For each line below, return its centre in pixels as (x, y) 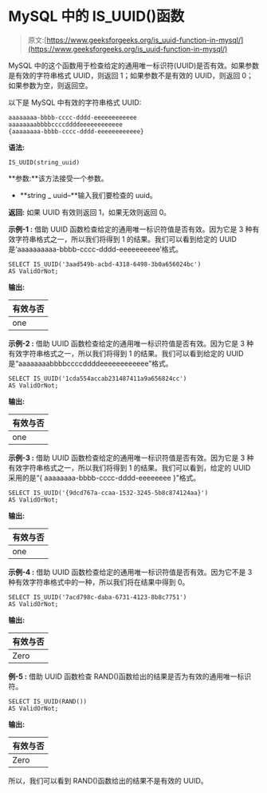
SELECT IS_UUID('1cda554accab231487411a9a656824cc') (98, 379)
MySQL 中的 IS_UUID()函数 (96, 16)
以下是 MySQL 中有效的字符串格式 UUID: (75, 102)
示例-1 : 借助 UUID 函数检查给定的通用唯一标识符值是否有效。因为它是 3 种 (130, 229)
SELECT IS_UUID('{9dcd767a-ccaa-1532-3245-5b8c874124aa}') (108, 493)
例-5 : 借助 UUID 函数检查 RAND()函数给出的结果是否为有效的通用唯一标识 (130, 676)
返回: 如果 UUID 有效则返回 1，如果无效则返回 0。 (90, 212)
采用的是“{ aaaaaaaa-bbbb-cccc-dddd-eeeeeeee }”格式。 (104, 478)
